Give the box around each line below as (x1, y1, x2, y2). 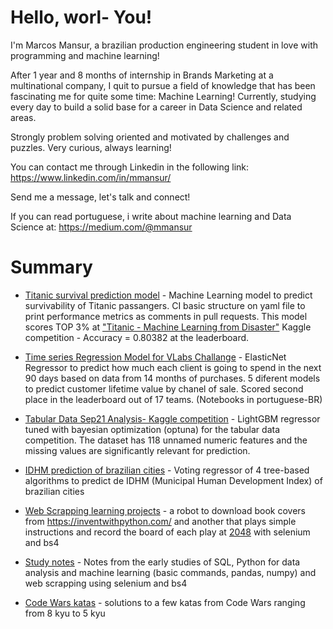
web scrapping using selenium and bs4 (24, 577, 188, 589)
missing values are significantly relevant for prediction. (24, 444, 251, 456)
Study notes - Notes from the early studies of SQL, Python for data (24, 556, 301, 568)
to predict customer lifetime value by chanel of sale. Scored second (24, 382, 304, 395)
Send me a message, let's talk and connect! (10, 191, 191, 203)
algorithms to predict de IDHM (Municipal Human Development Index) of (24, 474, 323, 486)
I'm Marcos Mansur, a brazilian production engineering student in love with (10, 39, 319, 51)
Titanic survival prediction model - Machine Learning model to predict (24, 289, 313, 301)
